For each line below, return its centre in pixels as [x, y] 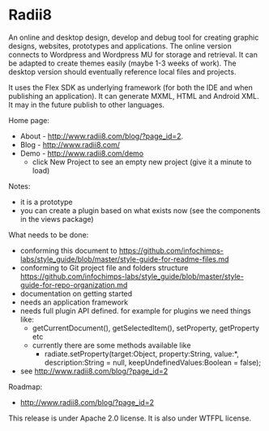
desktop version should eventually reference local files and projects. [122, 71]
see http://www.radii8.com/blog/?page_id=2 [94, 371]
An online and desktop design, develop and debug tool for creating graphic [134, 37]
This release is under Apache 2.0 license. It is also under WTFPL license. [130, 418]
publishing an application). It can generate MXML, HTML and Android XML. [134, 96]
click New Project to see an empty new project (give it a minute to [142, 162]
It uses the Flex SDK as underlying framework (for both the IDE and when [131, 87]
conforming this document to [68, 250]
